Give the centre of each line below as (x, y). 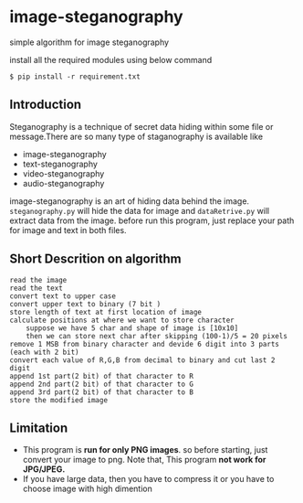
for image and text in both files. (68, 230)
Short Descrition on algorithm (96, 259)
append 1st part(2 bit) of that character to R (102, 376)
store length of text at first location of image (106, 312)
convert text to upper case (63, 296)
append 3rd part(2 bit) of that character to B (102, 392)
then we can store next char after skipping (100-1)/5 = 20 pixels (157, 336)
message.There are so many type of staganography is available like (136, 136)
